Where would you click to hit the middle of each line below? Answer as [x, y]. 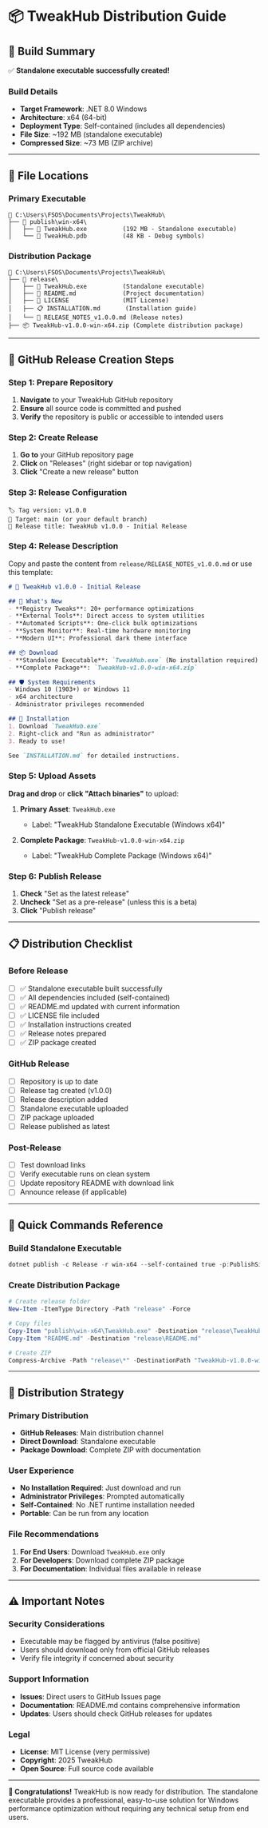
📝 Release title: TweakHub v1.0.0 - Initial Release [98, 526]
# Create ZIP [30, 1353]
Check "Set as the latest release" [75, 894]
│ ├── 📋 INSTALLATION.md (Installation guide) [102, 309]
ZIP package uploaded [57, 1117]
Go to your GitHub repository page [77, 455]
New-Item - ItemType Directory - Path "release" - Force [100, 1309]
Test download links [53, 1165]
